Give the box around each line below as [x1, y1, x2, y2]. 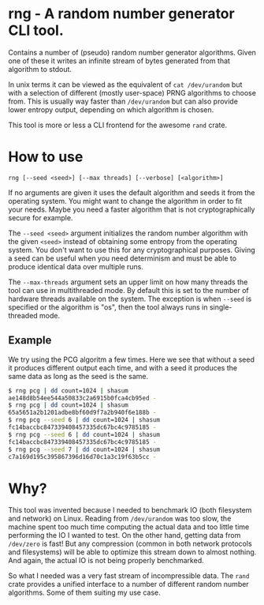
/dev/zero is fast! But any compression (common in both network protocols [8, 539, 252, 549]
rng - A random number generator [8, 5, 235, 23]
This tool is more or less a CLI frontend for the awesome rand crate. [8, 120, 227, 130]
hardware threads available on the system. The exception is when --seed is [8, 294, 252, 303]
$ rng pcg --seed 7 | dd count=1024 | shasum [8, 445, 160, 453]
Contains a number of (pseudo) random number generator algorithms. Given [8, 47, 256, 57]
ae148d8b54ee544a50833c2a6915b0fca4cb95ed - [8, 394, 157, 402]
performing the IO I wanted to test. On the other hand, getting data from [8, 531, 241, 540]
